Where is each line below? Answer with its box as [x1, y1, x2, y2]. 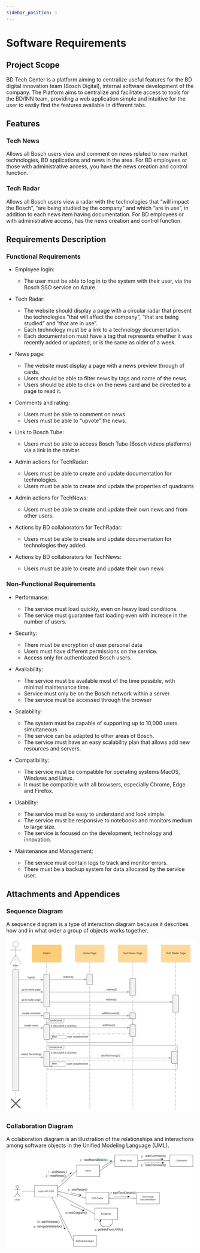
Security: [14, 629, 38, 637]
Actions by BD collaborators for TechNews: [14, 553, 122, 561]
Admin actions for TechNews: [14, 494, 88, 501]
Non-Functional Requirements [6, 580, 96, 588]
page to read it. [23, 388, 62, 395]
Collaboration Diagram [6, 1122, 74, 1130]
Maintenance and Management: [14, 848, 94, 855]
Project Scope [6, 60, 60, 70]
